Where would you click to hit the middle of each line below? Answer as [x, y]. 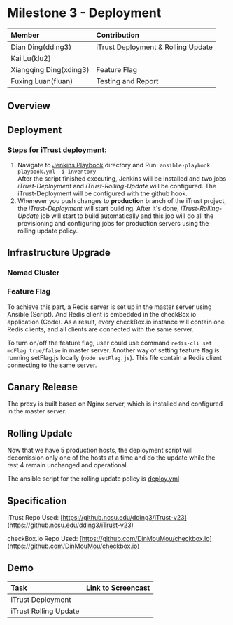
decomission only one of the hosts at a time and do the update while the [111, 458]
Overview [29, 106]
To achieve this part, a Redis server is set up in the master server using [110, 307]
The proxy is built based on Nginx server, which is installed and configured [115, 404]
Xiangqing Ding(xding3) [50, 69]
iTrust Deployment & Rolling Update [155, 47]
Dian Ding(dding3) [41, 47]
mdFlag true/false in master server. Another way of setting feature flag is [113, 350]
